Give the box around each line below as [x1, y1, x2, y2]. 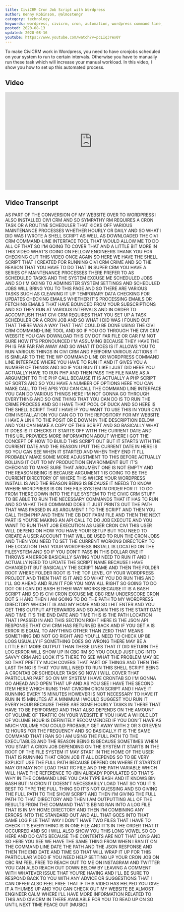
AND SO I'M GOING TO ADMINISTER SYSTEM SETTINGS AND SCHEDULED [5, 280, 160, 286]
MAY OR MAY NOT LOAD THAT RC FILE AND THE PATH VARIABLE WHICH [5, 764, 157, 771]
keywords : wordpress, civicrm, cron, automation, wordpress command [5, 21, 150, 26]
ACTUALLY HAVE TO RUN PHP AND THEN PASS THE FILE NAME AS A [5, 370, 150, 376]
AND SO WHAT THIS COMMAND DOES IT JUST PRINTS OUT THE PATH [5, 501, 153, 507]
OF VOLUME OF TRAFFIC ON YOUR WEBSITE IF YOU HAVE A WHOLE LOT [5, 712, 158, 718]
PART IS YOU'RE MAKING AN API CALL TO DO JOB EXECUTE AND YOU [5, 517, 153, 523]
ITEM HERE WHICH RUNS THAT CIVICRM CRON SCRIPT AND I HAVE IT [5, 685, 152, 691]
